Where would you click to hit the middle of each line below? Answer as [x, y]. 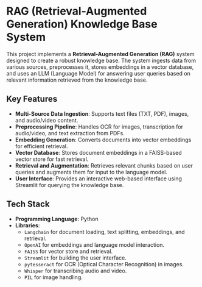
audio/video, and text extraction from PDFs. [70, 133]
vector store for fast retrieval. [52, 159]
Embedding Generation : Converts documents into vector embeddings [103, 140]
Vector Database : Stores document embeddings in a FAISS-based [98, 152]
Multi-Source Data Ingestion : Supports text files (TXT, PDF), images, [102, 113]
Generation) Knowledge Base [82, 24]
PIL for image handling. [54, 277]
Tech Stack [28, 204]
